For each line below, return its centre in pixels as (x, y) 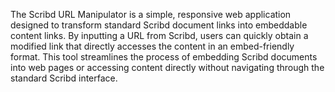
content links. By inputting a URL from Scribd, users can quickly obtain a (159, 35)
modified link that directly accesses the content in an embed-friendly (152, 46)
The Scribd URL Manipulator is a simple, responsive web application (151, 14)
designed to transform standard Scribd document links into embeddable (159, 25)
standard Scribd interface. (64, 78)
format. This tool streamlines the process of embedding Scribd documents (164, 57)
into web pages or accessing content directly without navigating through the (167, 67)
